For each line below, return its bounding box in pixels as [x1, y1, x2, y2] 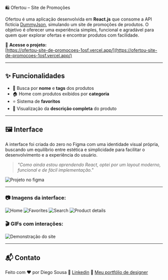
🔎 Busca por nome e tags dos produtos [12, 85, 94, 91]
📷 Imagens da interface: [5, 194, 66, 201]
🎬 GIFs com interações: [5, 220, 63, 227]
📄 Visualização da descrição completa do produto [12, 105, 117, 111]
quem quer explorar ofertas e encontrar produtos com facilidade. [5, 32, 139, 38]
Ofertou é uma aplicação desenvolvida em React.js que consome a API [5, 16, 152, 22]
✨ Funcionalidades [5, 72, 65, 80]
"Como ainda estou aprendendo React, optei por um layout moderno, [17, 162, 161, 168]
